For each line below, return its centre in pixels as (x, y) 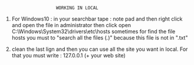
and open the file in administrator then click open (71, 25)
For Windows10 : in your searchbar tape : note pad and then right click (97, 19)
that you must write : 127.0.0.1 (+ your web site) (68, 55)
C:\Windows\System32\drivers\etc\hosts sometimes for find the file (93, 31)
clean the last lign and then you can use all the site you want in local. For (100, 49)
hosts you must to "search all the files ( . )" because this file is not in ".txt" (100, 38)
